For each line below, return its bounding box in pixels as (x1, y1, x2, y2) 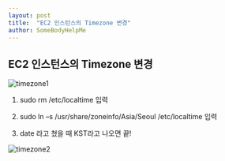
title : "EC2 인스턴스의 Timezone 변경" (8, 19, 132, 27)
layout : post (8, 11, 51, 20)
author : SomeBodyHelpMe (8, 26, 87, 34)
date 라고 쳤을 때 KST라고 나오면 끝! (19, 129, 132, 138)
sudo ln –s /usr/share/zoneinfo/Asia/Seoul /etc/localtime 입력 (19, 112, 218, 122)
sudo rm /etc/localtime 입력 (19, 95, 109, 105)
